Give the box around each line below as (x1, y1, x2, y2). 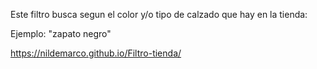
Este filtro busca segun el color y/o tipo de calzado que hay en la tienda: (10, 9, 308, 20)
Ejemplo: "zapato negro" (10, 28, 112, 39)
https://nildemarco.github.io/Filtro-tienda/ (10, 47, 182, 59)
